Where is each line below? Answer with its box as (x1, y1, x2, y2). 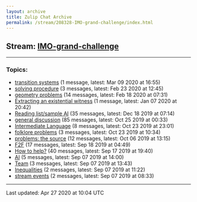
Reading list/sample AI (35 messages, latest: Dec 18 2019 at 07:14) (14, 110, 175, 117)
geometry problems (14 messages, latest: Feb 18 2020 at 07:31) (14, 92, 168, 99)
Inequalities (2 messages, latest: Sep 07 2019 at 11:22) (14, 166, 145, 173)
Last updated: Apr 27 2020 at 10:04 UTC (6, 189, 104, 197)
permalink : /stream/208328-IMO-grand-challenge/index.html (6, 19, 154, 25)
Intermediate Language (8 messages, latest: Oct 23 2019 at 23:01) (14, 123, 175, 130)
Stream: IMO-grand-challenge (6, 41, 119, 51)
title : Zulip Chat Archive (6, 14, 72, 20)
